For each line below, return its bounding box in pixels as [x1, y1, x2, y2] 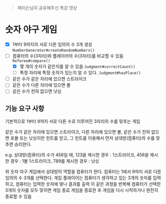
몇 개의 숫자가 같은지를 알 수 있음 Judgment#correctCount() [19, 64, 136, 69]
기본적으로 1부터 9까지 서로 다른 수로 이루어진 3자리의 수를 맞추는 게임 [5, 119, 140, 125]
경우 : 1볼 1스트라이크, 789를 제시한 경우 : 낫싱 [10, 158, 99, 164]
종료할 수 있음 [5, 194, 32, 200]
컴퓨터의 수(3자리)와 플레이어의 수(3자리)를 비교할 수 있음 [12, 53, 124, 59]
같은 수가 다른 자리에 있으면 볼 [12, 82, 71, 88]
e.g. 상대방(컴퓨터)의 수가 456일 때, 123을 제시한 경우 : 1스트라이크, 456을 [5, 152, 149, 158]
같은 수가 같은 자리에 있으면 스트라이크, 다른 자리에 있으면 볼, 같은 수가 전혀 [5, 129, 150, 135]
